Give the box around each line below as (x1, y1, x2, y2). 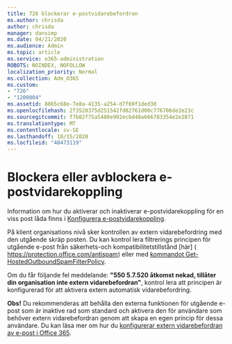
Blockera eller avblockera (7, 170, 157, 185)
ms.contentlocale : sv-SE (7, 126, 79, 133)
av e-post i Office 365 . (7, 329, 72, 337)
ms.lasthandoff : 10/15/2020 (7, 133, 89, 140)
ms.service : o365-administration (7, 56, 104, 63)
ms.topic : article (7, 49, 60, 56)
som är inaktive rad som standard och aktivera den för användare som (21, 306, 222, 315)
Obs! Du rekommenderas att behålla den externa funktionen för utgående (7, 300, 217, 308)
